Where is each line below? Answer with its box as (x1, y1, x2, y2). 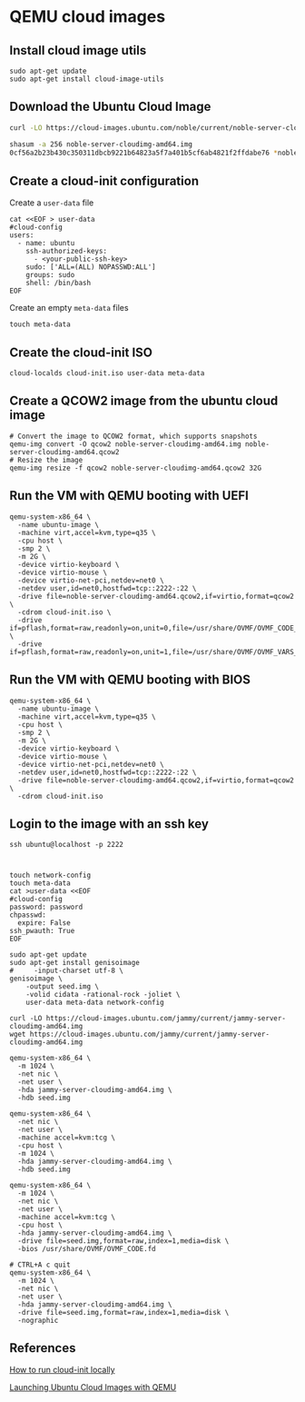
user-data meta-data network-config (25, 998, 165, 1007)
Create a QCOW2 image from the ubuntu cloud (9, 393, 279, 409)
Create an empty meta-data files (9, 303, 129, 313)
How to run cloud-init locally (9, 1365, 115, 1376)
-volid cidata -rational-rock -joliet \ (25, 989, 181, 999)
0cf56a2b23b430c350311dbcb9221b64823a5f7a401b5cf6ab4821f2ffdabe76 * (9, 148, 279, 157)
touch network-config (9, 870, 92, 880)
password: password (9, 902, 84, 911)
